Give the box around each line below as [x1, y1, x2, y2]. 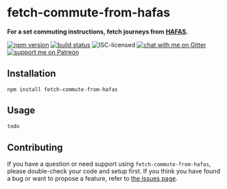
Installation [7, 68, 56, 79]
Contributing [7, 142, 63, 153]
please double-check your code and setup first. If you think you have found [7, 167, 221, 175]
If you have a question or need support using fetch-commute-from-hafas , [7, 160, 211, 168]
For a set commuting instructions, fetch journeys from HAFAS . [7, 27, 189, 36]
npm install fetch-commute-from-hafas [7, 86, 118, 93]
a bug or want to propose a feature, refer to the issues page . [7, 175, 178, 183]
